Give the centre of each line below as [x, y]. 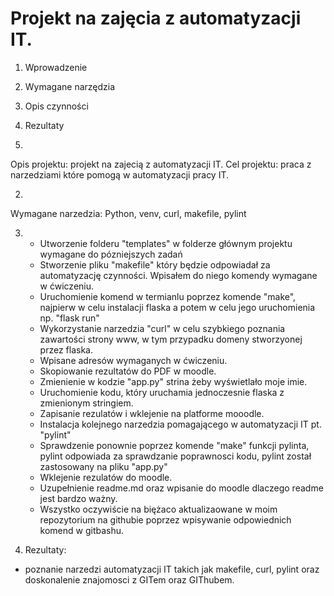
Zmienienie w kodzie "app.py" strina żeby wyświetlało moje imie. [173, 381]
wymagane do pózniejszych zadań [111, 254]
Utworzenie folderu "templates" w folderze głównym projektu [166, 243]
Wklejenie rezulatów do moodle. [106, 477]
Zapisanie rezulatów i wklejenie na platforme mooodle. [152, 413]
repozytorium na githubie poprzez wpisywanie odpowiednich [165, 519]
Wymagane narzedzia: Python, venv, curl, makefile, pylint [128, 213]
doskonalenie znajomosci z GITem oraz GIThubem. [129, 579]
